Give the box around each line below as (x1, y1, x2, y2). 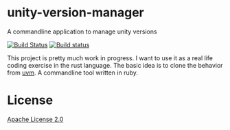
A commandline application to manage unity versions (7, 27, 157, 36)
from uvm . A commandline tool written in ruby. (7, 68, 139, 77)
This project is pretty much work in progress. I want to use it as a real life (7, 53, 213, 62)
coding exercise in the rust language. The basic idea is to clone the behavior (7, 61, 223, 69)
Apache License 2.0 (7, 115, 64, 123)
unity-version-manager (7, 5, 144, 21)
